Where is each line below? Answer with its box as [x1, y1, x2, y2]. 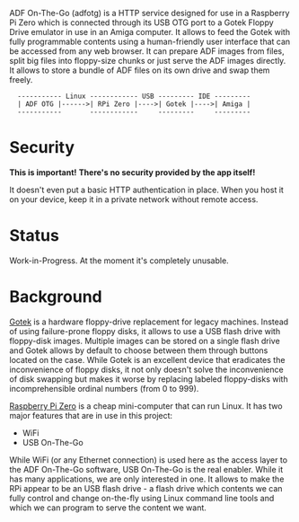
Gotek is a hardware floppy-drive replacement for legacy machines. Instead [9, 316, 289, 327]
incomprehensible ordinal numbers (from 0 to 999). [9, 383, 199, 394]
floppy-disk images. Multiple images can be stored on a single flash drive [9, 335, 280, 346]
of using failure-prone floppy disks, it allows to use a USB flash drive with [9, 325, 281, 336]
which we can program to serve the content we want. [9, 502, 207, 513]
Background [9, 287, 102, 307]
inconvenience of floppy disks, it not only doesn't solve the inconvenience [9, 364, 285, 375]
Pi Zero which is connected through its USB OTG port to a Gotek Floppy [9, 17, 274, 28]
